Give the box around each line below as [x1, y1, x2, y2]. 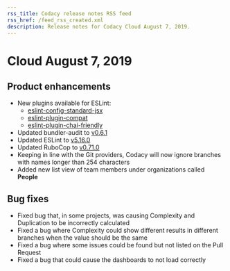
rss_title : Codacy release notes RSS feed [7, 10, 132, 17]
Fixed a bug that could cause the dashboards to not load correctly [17, 256, 206, 264]
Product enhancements [7, 81, 111, 92]
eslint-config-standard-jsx [27, 106, 103, 115]
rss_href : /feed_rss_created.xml [7, 17, 104, 24]
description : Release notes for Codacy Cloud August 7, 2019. [7, 23, 191, 30]
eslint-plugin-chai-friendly [27, 121, 103, 129]
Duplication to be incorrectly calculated [17, 219, 130, 227]
